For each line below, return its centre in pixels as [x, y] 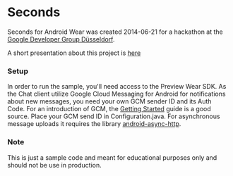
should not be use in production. [54, 165]
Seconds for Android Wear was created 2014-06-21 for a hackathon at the [115, 32]
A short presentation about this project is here [74, 53]
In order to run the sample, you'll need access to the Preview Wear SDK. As [117, 87]
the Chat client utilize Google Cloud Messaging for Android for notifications [116, 94]
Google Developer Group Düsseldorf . [61, 39]
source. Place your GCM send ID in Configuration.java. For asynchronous [114, 116]
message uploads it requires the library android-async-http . [94, 124]
